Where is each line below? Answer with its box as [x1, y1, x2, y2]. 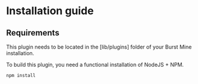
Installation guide [6, 4, 94, 18]
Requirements [6, 28, 59, 38]
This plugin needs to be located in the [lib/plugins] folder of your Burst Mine [6, 43, 192, 50]
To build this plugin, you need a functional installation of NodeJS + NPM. [6, 61, 184, 68]
